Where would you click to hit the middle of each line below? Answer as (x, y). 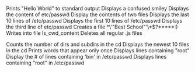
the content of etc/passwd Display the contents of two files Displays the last (97, 15)
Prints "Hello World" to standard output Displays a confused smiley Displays (97, 8)
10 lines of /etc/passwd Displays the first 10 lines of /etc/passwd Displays (94, 21)
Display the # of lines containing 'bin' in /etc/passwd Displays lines (86, 57)
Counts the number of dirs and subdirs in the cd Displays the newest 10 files (98, 44)
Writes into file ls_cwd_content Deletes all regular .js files (74, 33)
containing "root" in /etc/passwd (45, 63)
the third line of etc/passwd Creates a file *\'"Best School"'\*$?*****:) (92, 27)
